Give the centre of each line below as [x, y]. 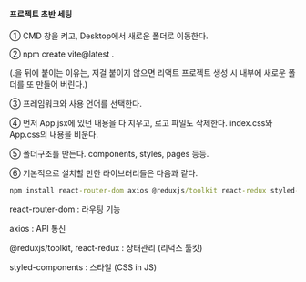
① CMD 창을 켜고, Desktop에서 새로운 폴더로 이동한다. [109, 36]
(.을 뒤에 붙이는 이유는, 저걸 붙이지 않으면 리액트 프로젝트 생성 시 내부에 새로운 [148, 73]
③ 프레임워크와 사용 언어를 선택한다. [76, 104]
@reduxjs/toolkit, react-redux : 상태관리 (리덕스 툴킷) [106, 248]
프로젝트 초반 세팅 [41, 14]
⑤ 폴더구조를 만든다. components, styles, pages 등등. [109, 154]
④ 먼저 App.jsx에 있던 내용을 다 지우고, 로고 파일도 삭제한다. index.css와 [141, 123]
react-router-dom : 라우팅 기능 [65, 209]
